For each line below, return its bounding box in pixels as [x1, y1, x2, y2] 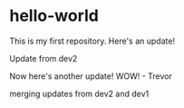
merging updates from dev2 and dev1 [9, 88, 150, 99]
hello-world [9, 5, 100, 26]
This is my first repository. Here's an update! [9, 35, 175, 46]
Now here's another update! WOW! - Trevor [9, 70, 172, 82]
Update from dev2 [9, 53, 78, 64]
